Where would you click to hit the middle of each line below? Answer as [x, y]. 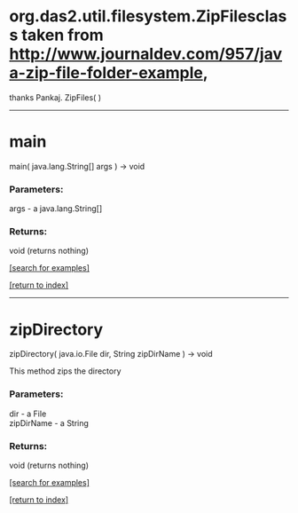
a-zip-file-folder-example [106, 73]
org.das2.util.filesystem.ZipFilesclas [148, 16]
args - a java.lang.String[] [56, 209]
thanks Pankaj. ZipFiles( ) [55, 97]
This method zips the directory [65, 371]
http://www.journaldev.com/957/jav [146, 54]
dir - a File [28, 414]
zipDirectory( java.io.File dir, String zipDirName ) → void [111, 354]
